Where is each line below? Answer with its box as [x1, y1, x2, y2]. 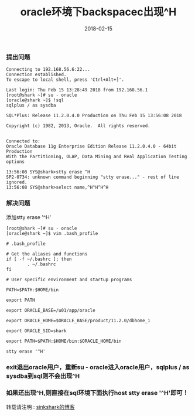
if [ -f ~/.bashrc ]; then [6, 256, 72, 262]
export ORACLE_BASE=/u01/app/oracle [6, 307, 95, 313]
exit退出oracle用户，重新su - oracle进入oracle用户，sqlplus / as [6, 363, 190, 371]
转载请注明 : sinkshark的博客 [6, 403, 75, 410]
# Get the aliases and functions [6, 251, 88, 257]
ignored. [6, 179, 28, 185]
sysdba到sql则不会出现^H [6, 371, 80, 380]
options [6, 159, 25, 165]
